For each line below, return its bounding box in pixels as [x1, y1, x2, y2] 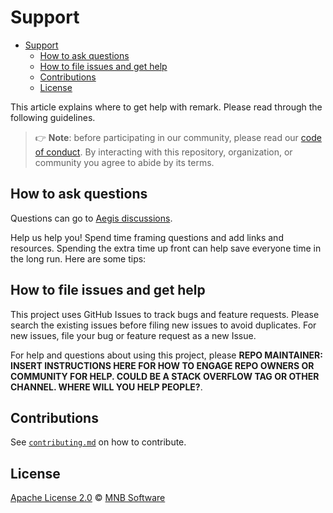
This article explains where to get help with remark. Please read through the [10, 101, 323, 113]
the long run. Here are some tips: [10, 252, 147, 265]
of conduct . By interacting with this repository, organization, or [34, 146, 293, 158]
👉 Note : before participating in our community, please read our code [34, 131, 322, 143]
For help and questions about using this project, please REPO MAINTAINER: [10, 349, 323, 361]
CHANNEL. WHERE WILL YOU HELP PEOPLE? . [10, 381, 203, 393]
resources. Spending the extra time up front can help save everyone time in [10, 242, 322, 254]
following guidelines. [10, 111, 96, 123]
